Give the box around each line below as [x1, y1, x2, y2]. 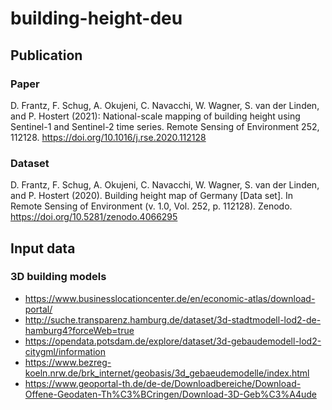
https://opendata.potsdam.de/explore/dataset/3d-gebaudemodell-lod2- [24, 335, 322, 347]
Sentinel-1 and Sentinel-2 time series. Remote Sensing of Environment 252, [10, 120, 320, 132]
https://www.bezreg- [24, 356, 112, 368]
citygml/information [24, 345, 106, 357]
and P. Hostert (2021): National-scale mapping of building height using [10, 110, 301, 122]
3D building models [10, 270, 107, 284]
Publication [10, 47, 83, 64]
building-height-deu [10, 7, 183, 30]
